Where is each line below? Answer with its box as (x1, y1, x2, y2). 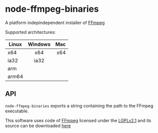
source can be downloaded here (5, 123, 71, 129)
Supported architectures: (5, 29, 56, 35)
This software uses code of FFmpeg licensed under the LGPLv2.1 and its (5, 117, 152, 123)
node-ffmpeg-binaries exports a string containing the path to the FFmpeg (5, 103, 154, 108)
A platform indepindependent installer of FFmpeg (5, 20, 105, 26)
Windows (28, 41, 51, 48)
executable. (5, 108, 29, 114)
